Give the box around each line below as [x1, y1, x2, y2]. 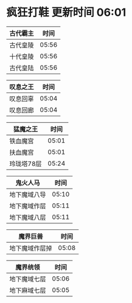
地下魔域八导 [9, 190, 47, 198]
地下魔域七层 [9, 274, 47, 283]
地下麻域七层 [9, 286, 47, 294]
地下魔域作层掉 [9, 244, 53, 252]
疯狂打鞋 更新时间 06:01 [6, 5, 127, 19]
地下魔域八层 [9, 213, 47, 221]
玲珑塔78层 [9, 159, 42, 168]
